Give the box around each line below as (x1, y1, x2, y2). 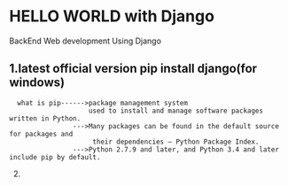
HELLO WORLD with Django (9, 6, 215, 27)
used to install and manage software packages (88, 106, 264, 115)
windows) (9, 75, 65, 90)
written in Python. (9, 113, 82, 123)
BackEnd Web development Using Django (9, 35, 162, 46)
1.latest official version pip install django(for (9, 61, 258, 76)
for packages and (9, 129, 74, 138)
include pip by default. (9, 152, 101, 161)
